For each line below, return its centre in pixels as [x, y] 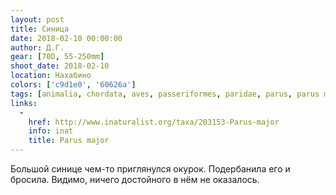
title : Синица [40, 29]
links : [24, 103]
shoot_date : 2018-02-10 [60, 66]
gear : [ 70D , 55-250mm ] [57, 57]
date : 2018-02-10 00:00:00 [66, 38]
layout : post [37, 19]
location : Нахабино [51, 76]
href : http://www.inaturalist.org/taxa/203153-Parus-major [154, 122]
